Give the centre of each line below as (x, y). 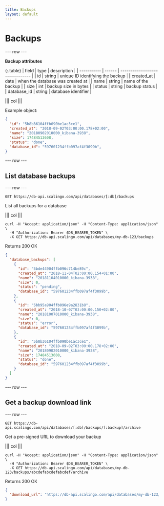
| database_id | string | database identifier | (48, 91)
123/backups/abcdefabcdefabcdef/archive (47, 472)
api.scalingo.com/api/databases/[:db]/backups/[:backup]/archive (73, 428)
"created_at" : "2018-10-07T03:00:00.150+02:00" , (68, 309)
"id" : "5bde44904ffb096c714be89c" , (54, 269)
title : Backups (20, 10)
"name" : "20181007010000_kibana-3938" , (58, 314)
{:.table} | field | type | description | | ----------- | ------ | (62, 71)
